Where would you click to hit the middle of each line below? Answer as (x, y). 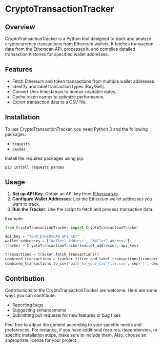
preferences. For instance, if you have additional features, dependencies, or (81, 330)
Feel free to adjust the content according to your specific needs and (73, 325)
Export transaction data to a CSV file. (49, 102)
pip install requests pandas (35, 167)
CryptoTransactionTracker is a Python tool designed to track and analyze (78, 39)
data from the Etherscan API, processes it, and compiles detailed (70, 49)
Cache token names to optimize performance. (58, 97)
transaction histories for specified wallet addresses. (57, 54)
